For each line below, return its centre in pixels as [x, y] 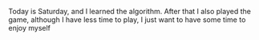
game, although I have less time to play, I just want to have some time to [127, 20]
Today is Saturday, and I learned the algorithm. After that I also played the [129, 11]
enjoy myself [29, 28]
